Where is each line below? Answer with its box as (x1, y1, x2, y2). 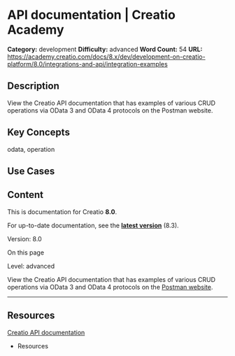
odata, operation (7, 145, 55, 153)
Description (7, 80, 59, 92)
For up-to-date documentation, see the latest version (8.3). (7, 221, 180, 229)
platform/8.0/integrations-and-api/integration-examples (7, 59, 168, 68)
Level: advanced (7, 262, 55, 270)
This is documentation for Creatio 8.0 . (7, 207, 117, 216)
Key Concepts (7, 127, 70, 138)
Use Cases (7, 165, 55, 177)
